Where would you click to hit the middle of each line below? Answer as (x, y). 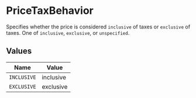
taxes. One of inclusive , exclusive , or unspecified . (68, 32)
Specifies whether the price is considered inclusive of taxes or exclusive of (98, 27)
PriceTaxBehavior (50, 11)
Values (19, 51)
